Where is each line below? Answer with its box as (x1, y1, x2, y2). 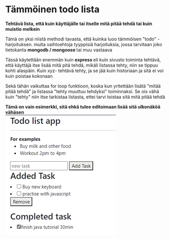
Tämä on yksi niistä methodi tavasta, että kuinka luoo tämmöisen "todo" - (5, 36, 160, 42)
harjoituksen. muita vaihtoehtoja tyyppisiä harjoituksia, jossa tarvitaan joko (5, 41, 162, 47)
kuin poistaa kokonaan (5, 73, 53, 79)
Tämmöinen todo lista (5, 4, 100, 15)
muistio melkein (5, 26, 40, 32)
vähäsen (5, 109, 25, 115)
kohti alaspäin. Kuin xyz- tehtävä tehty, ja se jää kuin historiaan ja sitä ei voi (5, 68, 164, 74)
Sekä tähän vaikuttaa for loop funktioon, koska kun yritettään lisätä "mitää (5, 83, 161, 89)
